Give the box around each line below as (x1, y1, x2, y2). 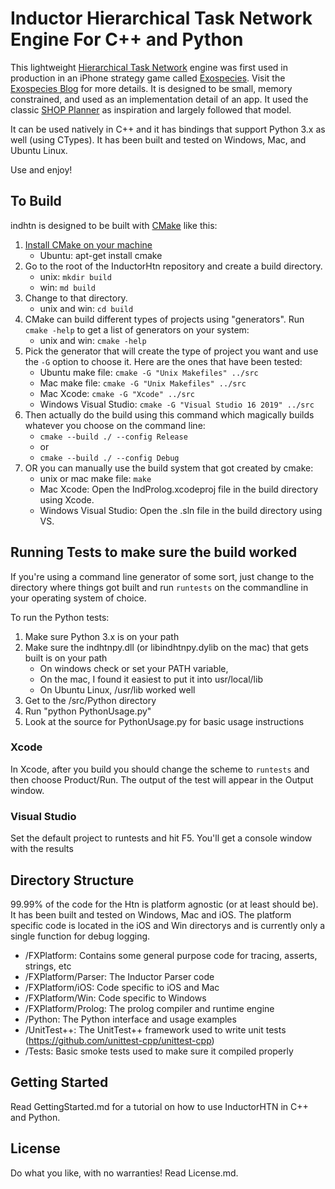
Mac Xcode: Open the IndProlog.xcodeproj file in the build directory (39, 483, 319, 495)
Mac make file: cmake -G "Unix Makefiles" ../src (39, 377, 247, 389)
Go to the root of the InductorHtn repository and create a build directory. (24, 260, 323, 272)
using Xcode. (39, 493, 95, 506)
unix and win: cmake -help (39, 334, 147, 346)
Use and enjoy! (10, 163, 73, 176)
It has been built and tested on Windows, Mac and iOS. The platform (10, 908, 292, 921)
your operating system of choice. (10, 592, 147, 604)
